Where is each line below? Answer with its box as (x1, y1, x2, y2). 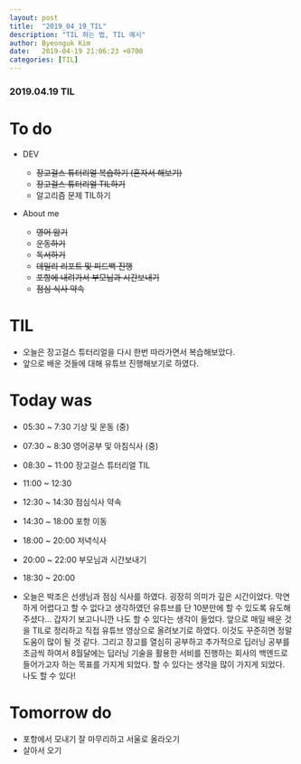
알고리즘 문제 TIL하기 (35, 189, 111, 200)
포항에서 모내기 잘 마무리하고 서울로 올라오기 (22, 733, 181, 744)
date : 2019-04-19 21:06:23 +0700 (9, 47, 144, 56)
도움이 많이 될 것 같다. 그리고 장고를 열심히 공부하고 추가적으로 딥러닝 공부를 (22, 635, 291, 647)
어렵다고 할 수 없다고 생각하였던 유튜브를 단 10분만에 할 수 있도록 (39, 602, 268, 613)
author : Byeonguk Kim (9, 38, 91, 48)
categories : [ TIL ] (9, 55, 79, 64)
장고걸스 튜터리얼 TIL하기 (35, 178, 126, 189)
